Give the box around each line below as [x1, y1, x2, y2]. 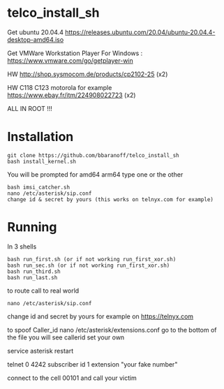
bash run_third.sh [7, 267, 61, 275]
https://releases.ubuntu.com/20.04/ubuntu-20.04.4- [65, 28, 216, 36]
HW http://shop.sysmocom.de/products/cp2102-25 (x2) [7, 70, 168, 78]
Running [7, 219, 57, 235]
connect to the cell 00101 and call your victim [7, 374, 137, 382]
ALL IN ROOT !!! [7, 104, 52, 112]
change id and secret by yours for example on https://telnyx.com [7, 312, 194, 321]
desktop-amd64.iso [7, 35, 64, 43]
